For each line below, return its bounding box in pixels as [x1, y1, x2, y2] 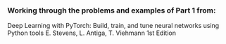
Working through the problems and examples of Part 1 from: [7, 6, 216, 15]
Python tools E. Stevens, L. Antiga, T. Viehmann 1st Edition [7, 29, 176, 37]
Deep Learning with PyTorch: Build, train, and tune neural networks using [7, 22, 220, 30]
